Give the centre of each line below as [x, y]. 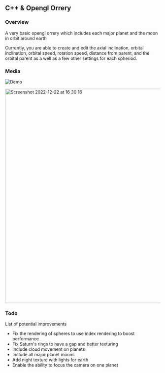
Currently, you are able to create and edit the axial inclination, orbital [74, 48]
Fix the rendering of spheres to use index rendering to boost [73, 333]
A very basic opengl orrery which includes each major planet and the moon [82, 33]
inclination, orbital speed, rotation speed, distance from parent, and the [77, 53]
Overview [17, 22]
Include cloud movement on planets [49, 349]
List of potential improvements [36, 324]
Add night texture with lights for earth [50, 360]
